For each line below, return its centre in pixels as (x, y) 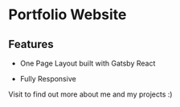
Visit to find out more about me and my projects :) (90, 94)
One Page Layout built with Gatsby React (88, 63)
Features (31, 44)
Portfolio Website (67, 15)
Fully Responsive (48, 79)
